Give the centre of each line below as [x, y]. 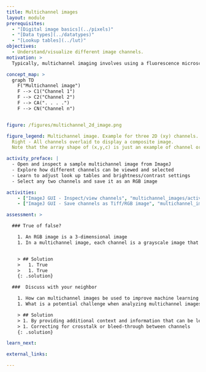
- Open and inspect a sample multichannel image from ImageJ [92, 164]
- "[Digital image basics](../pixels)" [63, 29]
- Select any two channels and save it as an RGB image [85, 181]
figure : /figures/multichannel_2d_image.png [64, 125]
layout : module [26, 18]
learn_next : [21, 343]
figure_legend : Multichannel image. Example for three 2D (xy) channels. [103, 136]
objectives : [21, 47]
